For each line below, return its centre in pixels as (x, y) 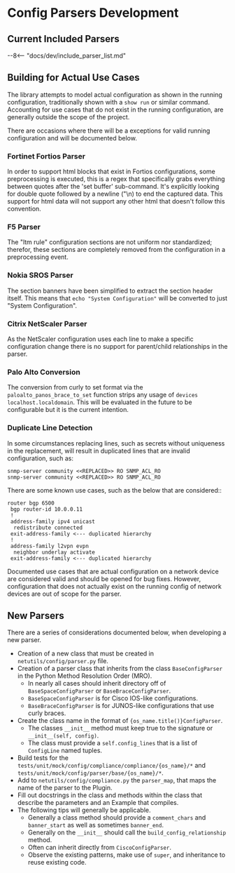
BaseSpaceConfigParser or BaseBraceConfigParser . (99, 691)
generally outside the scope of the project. (69, 116)
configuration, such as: (41, 458)
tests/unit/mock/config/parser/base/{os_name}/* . (91, 773)
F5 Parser (24, 227)
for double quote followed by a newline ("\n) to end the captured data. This (115, 194)
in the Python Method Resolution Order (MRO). (85, 676)
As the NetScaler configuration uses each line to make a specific (100, 339)
